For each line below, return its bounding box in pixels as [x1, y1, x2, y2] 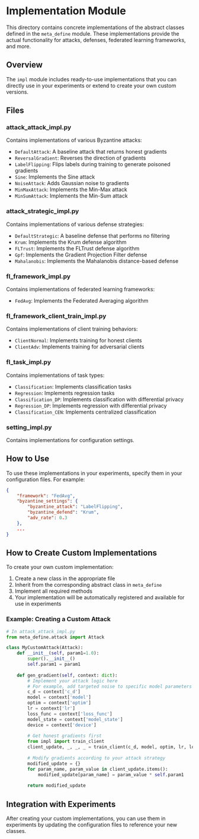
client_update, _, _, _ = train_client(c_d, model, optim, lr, [27, 744, 187, 750]
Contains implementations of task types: [6, 371, 105, 379]
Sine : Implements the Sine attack [14, 173, 95, 180]
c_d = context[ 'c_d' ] [27, 689, 81, 695]
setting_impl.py [6, 423, 52, 431]
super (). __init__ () [27, 656, 76, 662]
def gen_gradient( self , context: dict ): [17, 672, 118, 678]
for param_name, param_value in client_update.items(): [27, 766, 168, 772]
